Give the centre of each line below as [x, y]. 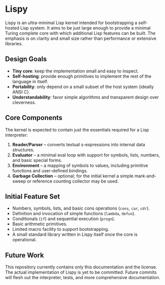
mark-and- [146, 176]
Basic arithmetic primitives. [40, 224]
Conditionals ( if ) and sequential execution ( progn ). [64, 219]
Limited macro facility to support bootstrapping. [61, 229]
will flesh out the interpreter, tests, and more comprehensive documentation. [83, 278]
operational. [24, 240]
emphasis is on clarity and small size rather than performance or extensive [81, 38]
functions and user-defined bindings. [50, 170]
